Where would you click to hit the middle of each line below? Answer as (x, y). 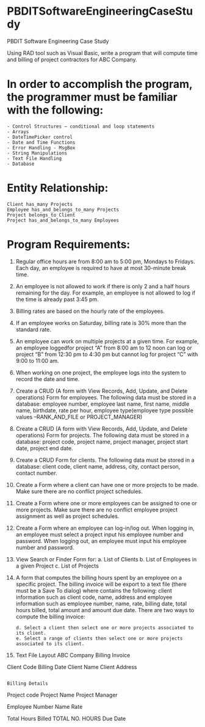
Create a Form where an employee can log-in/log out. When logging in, (105, 528)
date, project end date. (44, 448)
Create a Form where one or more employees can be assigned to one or (106, 503)
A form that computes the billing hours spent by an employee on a (99, 577)
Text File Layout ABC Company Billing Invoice (73, 655)
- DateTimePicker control (40, 137)
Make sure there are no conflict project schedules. (79, 491)
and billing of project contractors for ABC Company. (72, 59)
